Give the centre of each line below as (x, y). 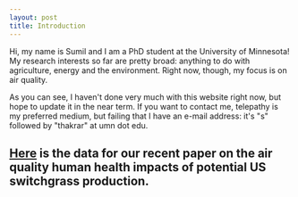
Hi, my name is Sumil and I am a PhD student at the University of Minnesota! (149, 51)
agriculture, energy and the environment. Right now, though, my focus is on (149, 70)
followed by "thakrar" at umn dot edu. (79, 125)
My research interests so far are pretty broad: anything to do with (130, 61)
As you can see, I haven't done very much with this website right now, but (145, 97)
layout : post (34, 17)
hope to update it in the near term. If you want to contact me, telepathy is (144, 106)
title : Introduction (48, 26)
